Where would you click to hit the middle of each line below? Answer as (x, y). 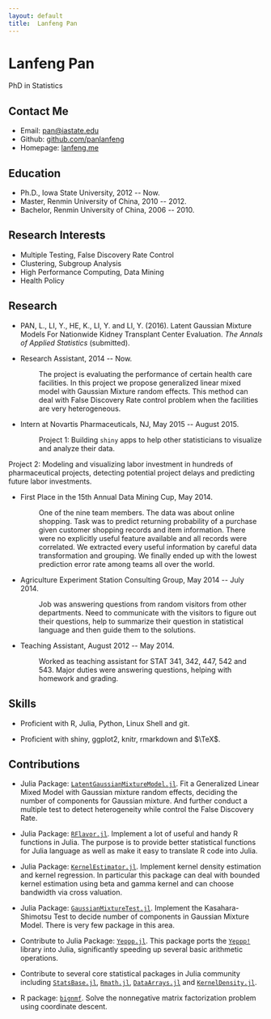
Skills (22, 704)
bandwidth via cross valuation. (71, 892)
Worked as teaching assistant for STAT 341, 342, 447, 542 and (143, 661)
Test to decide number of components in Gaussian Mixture (151, 917)
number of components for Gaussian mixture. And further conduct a (134, 801)
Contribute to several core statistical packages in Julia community (130, 974)
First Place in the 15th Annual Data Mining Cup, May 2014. (116, 497)
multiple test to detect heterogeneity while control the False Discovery (137, 810)
